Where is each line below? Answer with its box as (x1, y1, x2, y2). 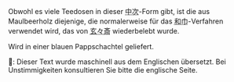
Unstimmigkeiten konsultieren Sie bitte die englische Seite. (8, 66, 198, 74)
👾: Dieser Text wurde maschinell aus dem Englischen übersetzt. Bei (8, 57, 226, 66)
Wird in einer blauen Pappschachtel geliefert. (8, 42, 155, 51)
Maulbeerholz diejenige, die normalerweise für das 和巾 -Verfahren (8, 16, 224, 26)
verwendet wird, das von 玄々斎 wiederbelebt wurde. (8, 27, 180, 35)
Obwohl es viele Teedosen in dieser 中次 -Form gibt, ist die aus (8, 7, 210, 16)
